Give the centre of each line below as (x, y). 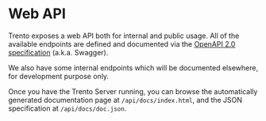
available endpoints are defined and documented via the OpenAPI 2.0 (122, 43)
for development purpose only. (59, 76)
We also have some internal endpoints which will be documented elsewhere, (133, 67)
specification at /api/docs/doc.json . (67, 108)
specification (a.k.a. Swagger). (58, 52)
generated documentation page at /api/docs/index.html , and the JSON (125, 100)
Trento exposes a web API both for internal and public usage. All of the (124, 36)
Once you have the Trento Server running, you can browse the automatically (133, 91)
